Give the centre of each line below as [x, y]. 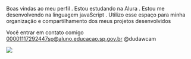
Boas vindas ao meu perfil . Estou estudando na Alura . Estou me [85, 9]
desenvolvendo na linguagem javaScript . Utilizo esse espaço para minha [96, 15]
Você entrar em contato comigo [45, 32]
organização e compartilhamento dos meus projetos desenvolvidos [89, 21]
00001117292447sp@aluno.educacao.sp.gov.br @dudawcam [81, 39]
